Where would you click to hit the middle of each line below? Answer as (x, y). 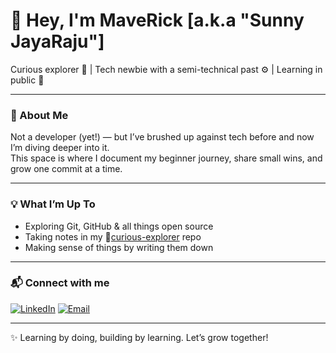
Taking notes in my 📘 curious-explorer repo (113, 236)
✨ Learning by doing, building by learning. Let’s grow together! (139, 337)
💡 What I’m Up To (53, 204)
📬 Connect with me (60, 283)
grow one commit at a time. (66, 169)
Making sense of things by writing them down (119, 247)
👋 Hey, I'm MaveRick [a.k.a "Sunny (157, 20)
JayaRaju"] (57, 41)
